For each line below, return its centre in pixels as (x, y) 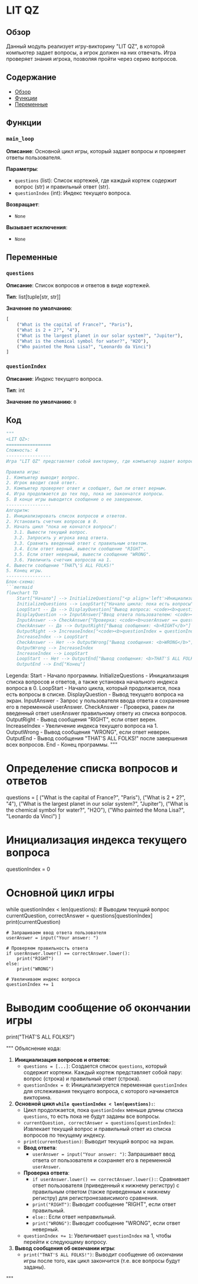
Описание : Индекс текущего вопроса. (55, 378)
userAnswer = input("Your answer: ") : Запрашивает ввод (104, 1154)
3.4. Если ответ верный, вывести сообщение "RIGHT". (80, 549)
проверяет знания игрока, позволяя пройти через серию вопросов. (92, 59)
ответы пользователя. (34, 157)
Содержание (32, 77)
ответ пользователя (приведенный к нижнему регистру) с (106, 1185)
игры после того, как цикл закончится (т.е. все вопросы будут (102, 1260)
